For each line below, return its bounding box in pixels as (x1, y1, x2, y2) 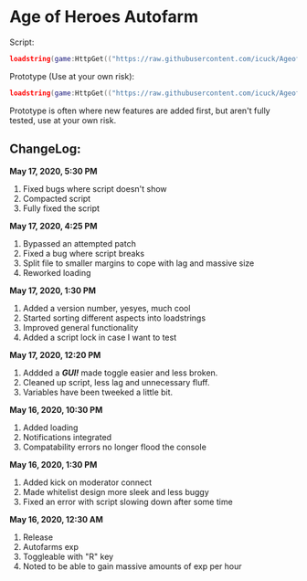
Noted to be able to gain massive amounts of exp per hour (22, 560, 242, 572)
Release (22, 532, 53, 543)
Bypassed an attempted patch (22, 238, 137, 248)
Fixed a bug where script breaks (22, 248, 144, 259)
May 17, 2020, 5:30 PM (9, 165, 98, 176)
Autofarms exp (22, 541, 79, 552)
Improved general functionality (22, 322, 139, 333)
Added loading (22, 422, 79, 433)
